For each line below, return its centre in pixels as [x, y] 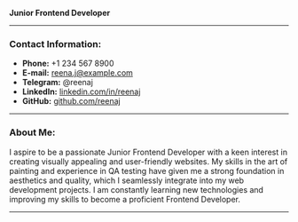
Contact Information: [55, 44]
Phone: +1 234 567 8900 [68, 63]
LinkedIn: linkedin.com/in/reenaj [81, 91]
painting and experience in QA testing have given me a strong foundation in [147, 170]
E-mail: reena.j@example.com [77, 73]
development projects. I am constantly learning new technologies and [137, 189]
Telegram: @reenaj [57, 83]
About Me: [32, 132]
